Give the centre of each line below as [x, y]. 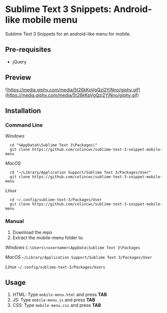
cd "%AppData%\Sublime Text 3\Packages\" [54, 145]
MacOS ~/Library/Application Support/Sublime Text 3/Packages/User [79, 257]
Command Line [24, 125]
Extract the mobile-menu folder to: [48, 238]
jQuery [19, 62]
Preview [18, 78]
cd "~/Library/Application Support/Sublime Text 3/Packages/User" [80, 173]
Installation [23, 111]
